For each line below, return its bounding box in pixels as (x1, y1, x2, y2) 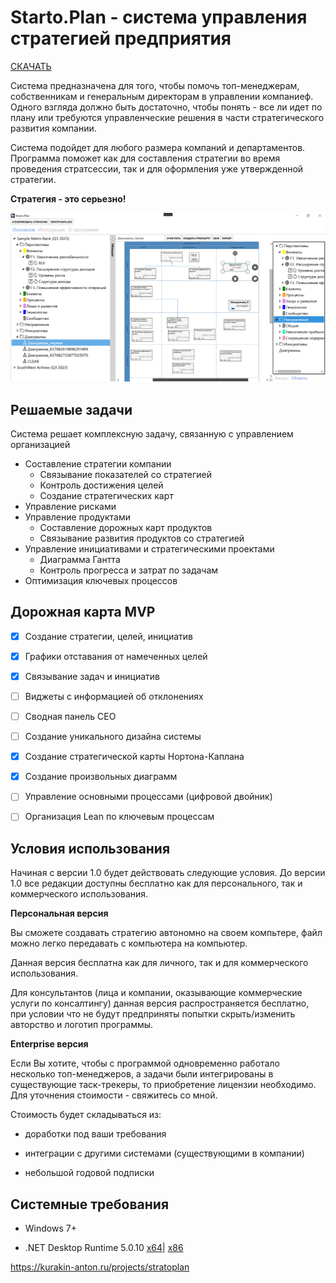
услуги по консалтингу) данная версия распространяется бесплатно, (10, 997, 310, 1010)
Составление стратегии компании (24, 457, 172, 470)
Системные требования (10, 1196, 170, 1213)
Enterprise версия (10, 1038, 89, 1050)
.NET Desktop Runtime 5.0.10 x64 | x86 (24, 1242, 184, 1254)
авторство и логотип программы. (10, 1019, 154, 1031)
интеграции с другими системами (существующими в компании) (24, 1147, 305, 1160)
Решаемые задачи (10, 401, 133, 418)
